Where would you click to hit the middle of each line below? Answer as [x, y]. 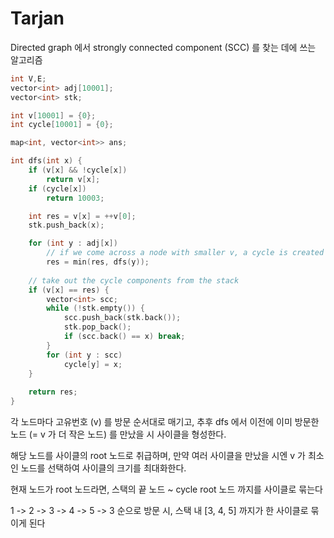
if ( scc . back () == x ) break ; [124, 337]
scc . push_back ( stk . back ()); [122, 318]
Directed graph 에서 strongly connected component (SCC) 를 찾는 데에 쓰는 [163, 47]
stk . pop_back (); [97, 327]
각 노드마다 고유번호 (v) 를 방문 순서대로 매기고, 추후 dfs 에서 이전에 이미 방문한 [165, 422]
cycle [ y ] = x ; [93, 364]
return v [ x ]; [73, 179]
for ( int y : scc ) [84, 355]
